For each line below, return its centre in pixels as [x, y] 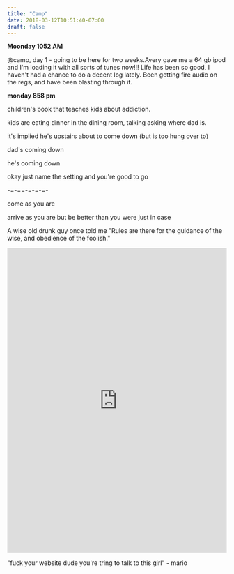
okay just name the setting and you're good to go [78, 177]
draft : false [26, 27]
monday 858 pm [31, 96]
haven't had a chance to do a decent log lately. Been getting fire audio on [112, 75]
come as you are [31, 204]
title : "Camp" [28, 14]
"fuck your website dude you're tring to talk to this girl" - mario [97, 563]
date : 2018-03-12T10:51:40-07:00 [56, 20]
